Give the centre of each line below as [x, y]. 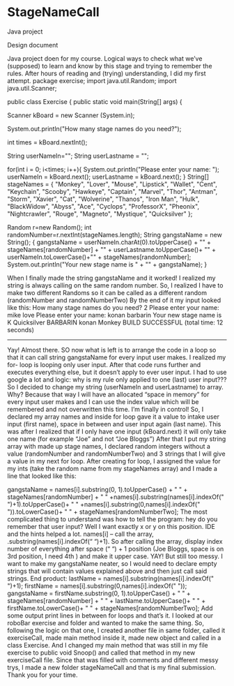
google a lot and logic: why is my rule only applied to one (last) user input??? [117, 379]
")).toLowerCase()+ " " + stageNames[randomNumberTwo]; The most [107, 512]
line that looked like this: [42, 476]
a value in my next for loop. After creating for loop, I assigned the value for [114, 461]
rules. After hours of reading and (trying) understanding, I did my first [107, 73]
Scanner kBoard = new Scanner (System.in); [71, 115]
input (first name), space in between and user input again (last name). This [114, 424]
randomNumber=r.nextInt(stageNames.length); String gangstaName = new [115, 234]
